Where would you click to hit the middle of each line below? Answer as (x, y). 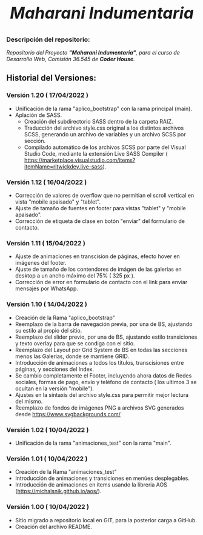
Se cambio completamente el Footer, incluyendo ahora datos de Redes (103, 375)
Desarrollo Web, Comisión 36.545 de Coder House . (71, 59)
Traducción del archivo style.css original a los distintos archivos (104, 128)
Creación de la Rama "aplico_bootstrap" (65, 317)
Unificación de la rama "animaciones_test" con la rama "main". (93, 443)
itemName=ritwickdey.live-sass (63, 166)
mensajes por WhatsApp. (47, 288)
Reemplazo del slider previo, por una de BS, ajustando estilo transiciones (106, 337)
